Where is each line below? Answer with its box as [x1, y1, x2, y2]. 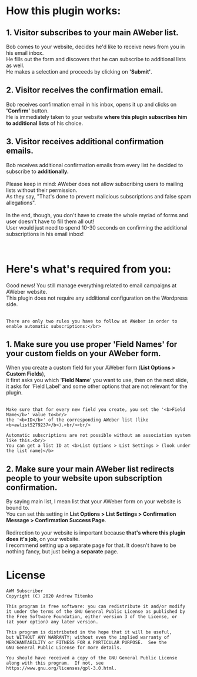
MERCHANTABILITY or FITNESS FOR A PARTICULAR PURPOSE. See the [6, 640, 167, 646]
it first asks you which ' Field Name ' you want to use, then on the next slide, [6, 377, 189, 384]
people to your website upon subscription [6, 473, 163, 483]
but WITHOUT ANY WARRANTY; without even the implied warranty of [6, 635, 169, 641]
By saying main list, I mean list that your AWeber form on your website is [6, 498, 181, 505]
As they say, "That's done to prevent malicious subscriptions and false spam [6, 193, 192, 200]
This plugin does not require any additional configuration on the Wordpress [6, 294, 188, 301]
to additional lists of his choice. [6, 120, 84, 127]
